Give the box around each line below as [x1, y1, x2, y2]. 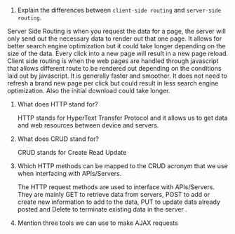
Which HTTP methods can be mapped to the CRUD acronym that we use [17, 162, 228, 170]
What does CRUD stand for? [17, 135, 100, 143]
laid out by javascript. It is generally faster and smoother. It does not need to [7, 71, 228, 80]
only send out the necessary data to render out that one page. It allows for [7, 34, 222, 43]
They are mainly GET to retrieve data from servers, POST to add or [17, 191, 210, 198]
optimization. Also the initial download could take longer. [7, 87, 170, 95]
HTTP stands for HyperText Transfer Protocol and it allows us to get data [17, 113, 228, 122]
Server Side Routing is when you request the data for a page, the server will [7, 27, 226, 35]
